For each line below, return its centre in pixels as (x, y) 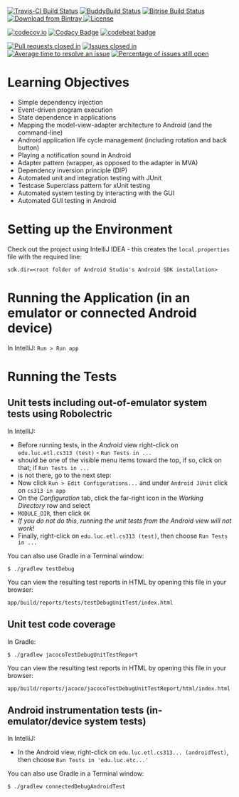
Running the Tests (62, 377)
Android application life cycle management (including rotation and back (122, 140)
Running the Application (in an (99, 298)
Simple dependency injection (60, 102)
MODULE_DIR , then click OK (54, 513)
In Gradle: (22, 642)
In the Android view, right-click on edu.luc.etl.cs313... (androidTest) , (123, 752)
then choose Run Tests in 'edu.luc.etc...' (83, 760)
